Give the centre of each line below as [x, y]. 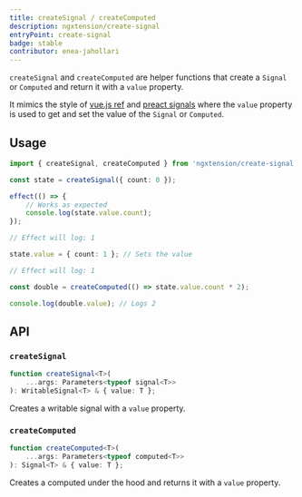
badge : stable [36, 43]
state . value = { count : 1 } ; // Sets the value [101, 255]
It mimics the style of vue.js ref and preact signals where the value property [151, 104]
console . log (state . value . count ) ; [89, 213]
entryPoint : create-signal [60, 34]
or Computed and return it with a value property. [97, 87]
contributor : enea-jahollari [64, 52]
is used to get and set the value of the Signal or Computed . [117, 114]
